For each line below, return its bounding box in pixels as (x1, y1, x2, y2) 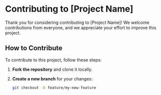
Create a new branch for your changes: (12, 76, 93, 81)
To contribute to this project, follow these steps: (5, 57, 102, 63)
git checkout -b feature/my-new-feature (12, 85, 96, 90)
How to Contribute (5, 44, 63, 52)
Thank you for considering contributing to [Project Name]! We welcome (5, 19, 150, 25)
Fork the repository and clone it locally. (12, 66, 93, 72)
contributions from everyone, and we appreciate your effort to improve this (5, 24, 157, 30)
